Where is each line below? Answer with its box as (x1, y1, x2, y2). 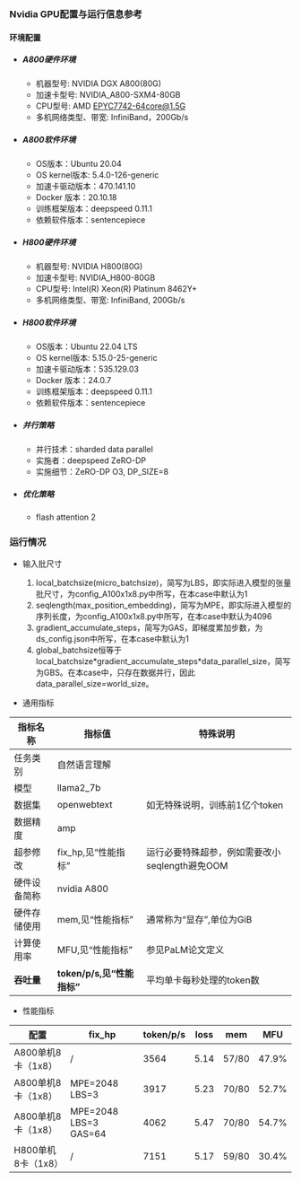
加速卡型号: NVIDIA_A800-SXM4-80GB (35, 90, 181, 101)
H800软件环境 (21, 317, 76, 328)
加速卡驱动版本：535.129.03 (35, 363, 140, 374)
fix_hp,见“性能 (56, 845, 116, 858)
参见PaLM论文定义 (146, 943, 225, 956)
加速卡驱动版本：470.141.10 (35, 181, 136, 192)
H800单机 (13, 1143, 56, 1156)
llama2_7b (56, 781, 101, 793)
